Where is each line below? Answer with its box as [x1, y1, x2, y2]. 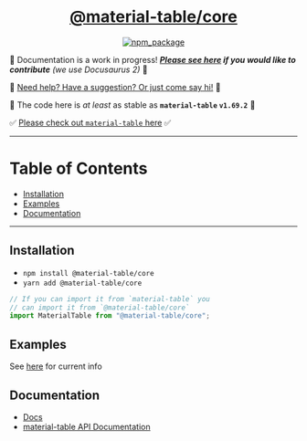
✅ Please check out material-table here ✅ [9, 117, 172, 128]
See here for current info [9, 361, 102, 372]
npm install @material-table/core [22, 268, 154, 278]
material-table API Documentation [22, 421, 151, 432]
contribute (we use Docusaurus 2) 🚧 [9, 64, 148, 75]
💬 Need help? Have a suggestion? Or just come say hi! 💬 [9, 81, 221, 92]
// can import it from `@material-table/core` [9, 303, 190, 312]
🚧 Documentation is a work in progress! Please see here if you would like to [9, 54, 297, 65]
